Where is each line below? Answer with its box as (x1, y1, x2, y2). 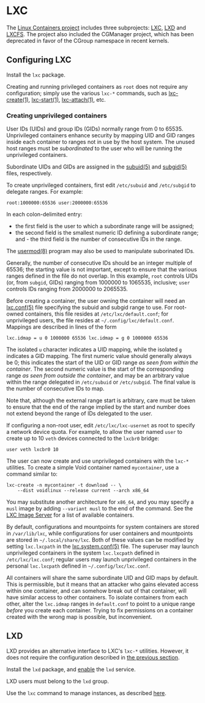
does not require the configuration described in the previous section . (6, 653, 180, 661)
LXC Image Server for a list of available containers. (6, 511, 135, 519)
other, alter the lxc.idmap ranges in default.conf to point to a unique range (6, 600, 195, 607)
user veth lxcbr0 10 (6, 447, 59, 453)
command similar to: (6, 470, 58, 478)
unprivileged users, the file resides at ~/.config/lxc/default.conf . (6, 317, 174, 324)
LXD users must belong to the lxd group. (6, 677, 109, 685)
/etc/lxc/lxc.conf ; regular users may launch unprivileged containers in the (6, 556, 197, 563)
